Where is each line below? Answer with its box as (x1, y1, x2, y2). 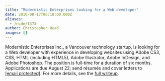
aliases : (5, 16, 23, 21)
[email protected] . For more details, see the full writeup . (5, 71, 119, 76)
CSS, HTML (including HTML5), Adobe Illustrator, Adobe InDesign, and (5, 55, 150, 60)
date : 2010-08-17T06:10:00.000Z (5, 12, 72, 17)
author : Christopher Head (5, 26, 59, 31)
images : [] (5, 30, 28, 35)
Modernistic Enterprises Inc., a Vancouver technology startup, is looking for (5, 44, 160, 50)
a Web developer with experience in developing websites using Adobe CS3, (5, 49, 161, 55)
